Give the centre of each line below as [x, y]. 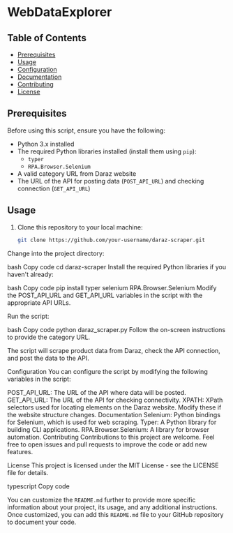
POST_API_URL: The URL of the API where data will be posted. [97, 392]
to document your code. [42, 522]
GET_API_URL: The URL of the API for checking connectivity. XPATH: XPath [115, 400]
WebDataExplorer [60, 12]
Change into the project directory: [56, 253]
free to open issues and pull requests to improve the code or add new [107, 444]
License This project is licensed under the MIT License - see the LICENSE [113, 465]
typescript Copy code [38, 486]
